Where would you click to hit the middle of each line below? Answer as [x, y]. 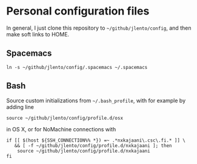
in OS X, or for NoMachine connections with [61, 129]
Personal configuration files [78, 11]
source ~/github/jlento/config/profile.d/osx [65, 118]
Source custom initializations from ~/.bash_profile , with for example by [96, 100]
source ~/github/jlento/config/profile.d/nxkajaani [84, 151]
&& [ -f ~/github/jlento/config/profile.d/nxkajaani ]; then [93, 146]
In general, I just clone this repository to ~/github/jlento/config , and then [99, 28]
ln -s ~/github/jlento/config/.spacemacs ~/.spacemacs [77, 67]
